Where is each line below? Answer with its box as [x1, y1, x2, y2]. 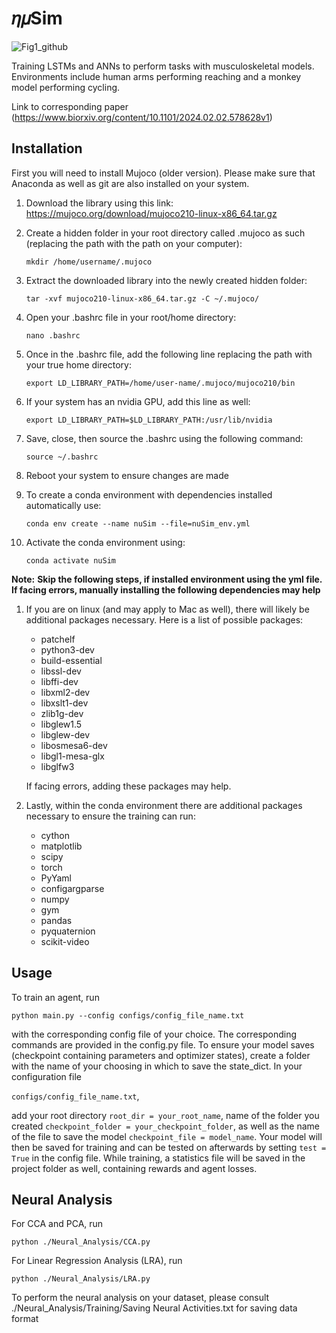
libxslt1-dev [40, 697, 89, 709]
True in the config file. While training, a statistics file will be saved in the [11, 1152, 306, 1164]
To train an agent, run [11, 991, 100, 1003]
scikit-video [40, 935, 90, 947]
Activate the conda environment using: [25, 536, 186, 548]
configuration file [11, 1070, 82, 1082]
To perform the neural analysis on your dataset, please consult [11, 1292, 270, 1304]
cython [40, 829, 70, 841]
